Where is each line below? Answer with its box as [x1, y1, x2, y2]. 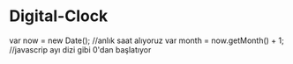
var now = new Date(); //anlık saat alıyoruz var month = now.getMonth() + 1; [9, 35, 284, 46]
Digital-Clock [9, 6, 109, 26]
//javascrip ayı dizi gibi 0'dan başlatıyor [9, 44, 152, 54]
